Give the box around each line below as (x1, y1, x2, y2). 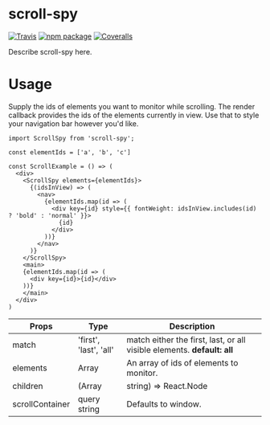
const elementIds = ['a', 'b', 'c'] (8, 148, 131, 157)
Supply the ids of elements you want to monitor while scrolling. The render (8, 101, 256, 111)
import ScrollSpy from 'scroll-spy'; (8, 134, 135, 142)
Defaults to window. (126, 398, 202, 410)
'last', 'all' (77, 344, 114, 355)
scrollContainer (12, 398, 71, 410)
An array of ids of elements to (126, 357, 239, 368)
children (12, 380, 43, 391)
